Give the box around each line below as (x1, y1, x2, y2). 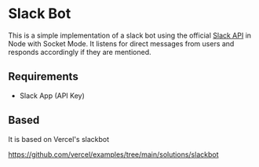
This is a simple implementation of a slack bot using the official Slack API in (8, 31, 252, 40)
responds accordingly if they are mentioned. (8, 47, 151, 56)
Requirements (8, 70, 78, 83)
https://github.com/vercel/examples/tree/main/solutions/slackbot (8, 150, 219, 159)
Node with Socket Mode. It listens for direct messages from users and (8, 38, 235, 48)
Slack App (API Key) (19, 91, 85, 100)
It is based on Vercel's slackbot (8, 134, 110, 143)
